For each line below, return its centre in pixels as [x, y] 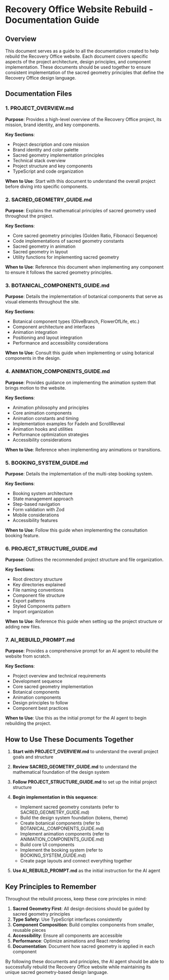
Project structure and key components [52, 166]
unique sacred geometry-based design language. [57, 972]
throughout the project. [29, 216]
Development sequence [37, 681]
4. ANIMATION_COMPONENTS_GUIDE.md [58, 371]
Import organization [33, 612]
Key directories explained [39, 585]
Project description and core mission [51, 144]
